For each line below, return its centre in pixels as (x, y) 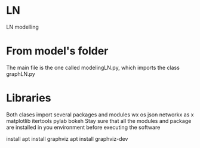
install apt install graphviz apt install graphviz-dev (67, 138)
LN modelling (22, 27)
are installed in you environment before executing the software (83, 127)
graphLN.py (21, 74)
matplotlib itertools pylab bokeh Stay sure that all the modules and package (99, 121)
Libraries (29, 98)
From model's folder (57, 51)
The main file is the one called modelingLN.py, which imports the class (93, 67)
